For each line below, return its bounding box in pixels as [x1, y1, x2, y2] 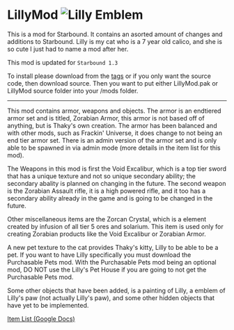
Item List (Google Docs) [7, 314, 75, 323]
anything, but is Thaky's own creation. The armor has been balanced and [7, 121, 217, 129]
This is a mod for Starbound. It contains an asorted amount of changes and [7, 30, 223, 38]
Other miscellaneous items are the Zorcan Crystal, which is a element [7, 214, 207, 223]
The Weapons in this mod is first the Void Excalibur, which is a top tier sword [7, 164, 227, 173]
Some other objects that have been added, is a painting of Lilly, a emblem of [7, 286, 226, 294]
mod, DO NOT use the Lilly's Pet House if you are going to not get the [7, 265, 207, 274]
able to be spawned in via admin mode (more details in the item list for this [7, 143, 221, 152]
